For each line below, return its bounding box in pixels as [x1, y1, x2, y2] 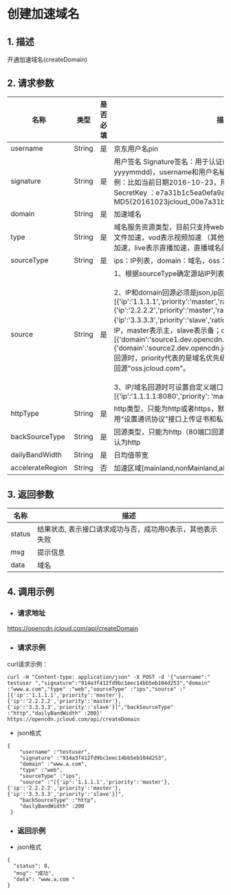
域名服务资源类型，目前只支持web [113, 222, 225, 231]
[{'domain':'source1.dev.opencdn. [113, 335, 225, 344]
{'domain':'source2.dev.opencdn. [113, 343, 222, 352]
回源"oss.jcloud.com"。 [113, 363, 190, 372]
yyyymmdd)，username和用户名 [113, 167, 220, 176]
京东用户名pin [113, 144, 159, 154]
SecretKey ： [113, 187, 156, 197]
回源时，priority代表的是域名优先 [113, 352, 220, 362]
